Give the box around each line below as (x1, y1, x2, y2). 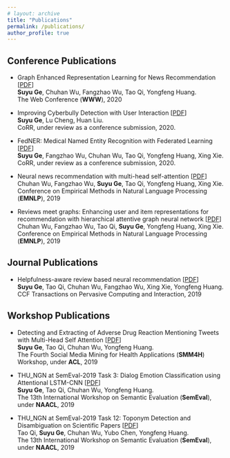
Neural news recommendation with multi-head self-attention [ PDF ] (17, 172, 207, 180)
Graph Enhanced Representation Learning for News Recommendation (17, 73, 216, 82)
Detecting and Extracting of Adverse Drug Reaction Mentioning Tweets (17, 328, 220, 336)
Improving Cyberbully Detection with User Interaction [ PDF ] (17, 108, 187, 117)
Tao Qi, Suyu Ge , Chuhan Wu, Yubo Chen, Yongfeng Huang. (17, 428, 189, 437)
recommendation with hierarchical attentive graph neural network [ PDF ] (17, 215, 222, 223)
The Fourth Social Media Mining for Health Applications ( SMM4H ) (17, 350, 205, 359)
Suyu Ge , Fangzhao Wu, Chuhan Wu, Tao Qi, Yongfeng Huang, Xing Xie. (17, 151, 224, 160)
